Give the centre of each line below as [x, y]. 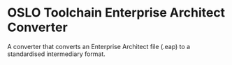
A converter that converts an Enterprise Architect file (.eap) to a [99, 46]
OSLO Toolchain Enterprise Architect [116, 13]
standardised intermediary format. [57, 54]
